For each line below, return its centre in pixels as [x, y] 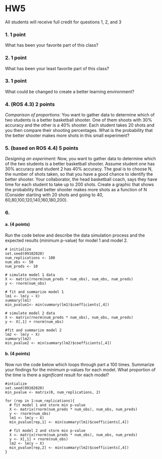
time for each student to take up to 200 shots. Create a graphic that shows [80, 184]
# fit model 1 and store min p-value [48, 405]
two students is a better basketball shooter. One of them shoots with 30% [79, 120]
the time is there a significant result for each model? [57, 375]
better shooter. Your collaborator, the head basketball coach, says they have [81, 179]
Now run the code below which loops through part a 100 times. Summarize [80, 364]
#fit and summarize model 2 [33, 330]
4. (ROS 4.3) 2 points [30, 104]
